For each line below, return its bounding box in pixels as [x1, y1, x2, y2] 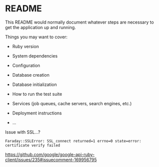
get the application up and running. [5, 24, 76, 30]
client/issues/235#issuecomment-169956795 [5, 157, 97, 163]
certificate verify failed [5, 143, 60, 148]
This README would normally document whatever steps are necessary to [5, 19, 154, 25]
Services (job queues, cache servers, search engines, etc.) [12, 100, 132, 106]
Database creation [12, 72, 50, 78]
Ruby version [12, 43, 39, 49]
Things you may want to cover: [5, 34, 68, 40]
